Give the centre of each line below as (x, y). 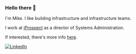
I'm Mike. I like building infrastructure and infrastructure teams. (68, 18)
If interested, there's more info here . (41, 37)
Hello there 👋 (21, 8)
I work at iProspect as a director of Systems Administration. (65, 28)
